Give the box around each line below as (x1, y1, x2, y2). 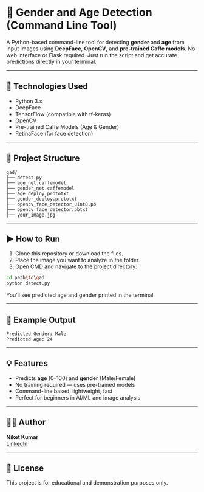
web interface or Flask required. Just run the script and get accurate (6, 51, 177, 58)
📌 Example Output (6, 314, 76, 325)
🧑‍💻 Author (6, 417, 46, 428)
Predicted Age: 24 (6, 336, 53, 342)
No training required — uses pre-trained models (15, 381, 135, 388)
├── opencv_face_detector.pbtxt (6, 206, 88, 212)
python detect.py (6, 280, 50, 286)
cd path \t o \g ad (6, 275, 45, 281)
